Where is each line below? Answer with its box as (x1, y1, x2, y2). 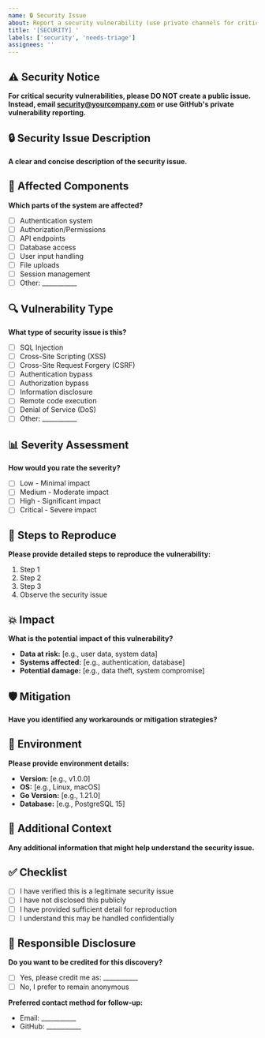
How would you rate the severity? (8, 463, 121, 473)
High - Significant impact (19, 497, 101, 506)
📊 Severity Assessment (8, 438, 129, 452)
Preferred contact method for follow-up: (8, 998, 144, 1007)
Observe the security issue (19, 590, 108, 600)
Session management (19, 269, 91, 279)
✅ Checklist (8, 865, 68, 879)
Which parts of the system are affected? (8, 200, 144, 210)
